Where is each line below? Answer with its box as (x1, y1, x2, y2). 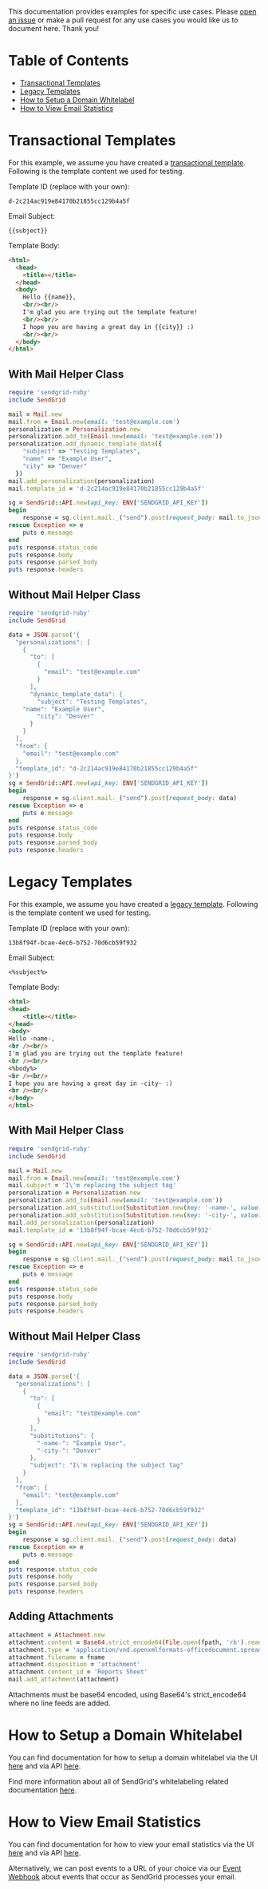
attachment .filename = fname (8, 1653, 105, 1661)
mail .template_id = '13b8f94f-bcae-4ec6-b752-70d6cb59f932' (8, 1226, 213, 1234)
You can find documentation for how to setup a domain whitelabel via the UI (8, 1752, 258, 1762)
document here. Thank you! (8, 24, 100, 33)
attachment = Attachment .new (8, 1630, 105, 1639)
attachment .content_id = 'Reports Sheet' (8, 1668, 148, 1676)
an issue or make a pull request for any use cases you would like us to (8, 15, 238, 25)
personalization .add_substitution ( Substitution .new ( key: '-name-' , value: (8, 1204, 262, 1212)
